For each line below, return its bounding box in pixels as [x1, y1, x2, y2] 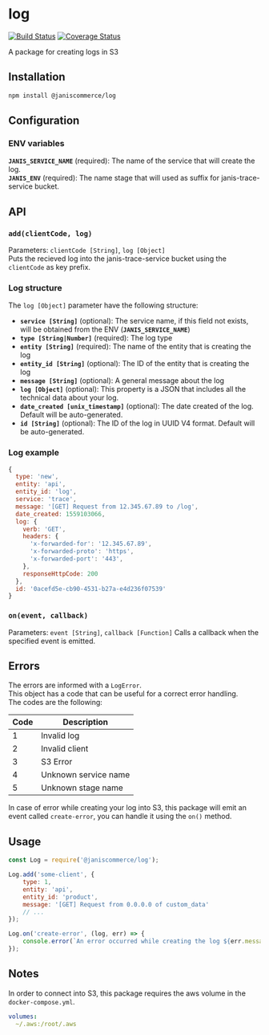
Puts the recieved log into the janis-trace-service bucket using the [8, 254, 227, 263]
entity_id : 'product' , [22, 893, 98, 901]
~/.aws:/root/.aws [15, 1020, 78, 1028]
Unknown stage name [41, 782, 123, 793]
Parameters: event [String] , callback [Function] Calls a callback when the [8, 627, 259, 637]
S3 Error [41, 756, 73, 768]
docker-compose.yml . [8, 996, 75, 1006]
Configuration [8, 114, 80, 128]
